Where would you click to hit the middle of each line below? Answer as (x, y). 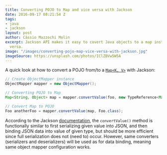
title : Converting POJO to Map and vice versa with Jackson (69, 10)
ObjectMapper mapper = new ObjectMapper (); (51, 84)
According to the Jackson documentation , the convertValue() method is (79, 120)
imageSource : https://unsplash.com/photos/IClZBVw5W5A (63, 56)
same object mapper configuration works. (48, 147)
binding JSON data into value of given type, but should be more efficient (79, 131)
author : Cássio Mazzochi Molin (38, 38)
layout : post (19, 33)
